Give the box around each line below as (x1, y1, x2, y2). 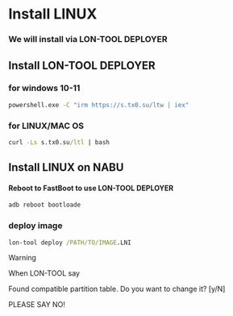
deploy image (8, 220, 63, 231)
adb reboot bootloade (8, 201, 81, 210)
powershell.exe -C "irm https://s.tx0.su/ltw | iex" (8, 101, 189, 109)
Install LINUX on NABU (8, 160, 124, 174)
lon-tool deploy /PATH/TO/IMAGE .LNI (8, 239, 131, 247)
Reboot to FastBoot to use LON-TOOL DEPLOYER (8, 183, 174, 193)
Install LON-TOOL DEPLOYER (8, 58, 156, 73)
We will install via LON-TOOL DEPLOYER (8, 34, 168, 45)
